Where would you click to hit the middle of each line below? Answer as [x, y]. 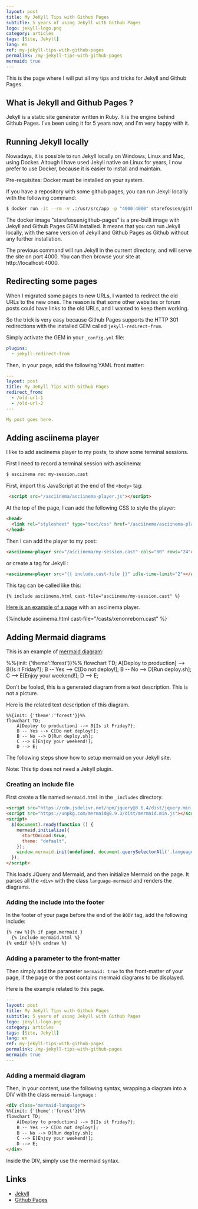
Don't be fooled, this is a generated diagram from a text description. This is [97, 687]
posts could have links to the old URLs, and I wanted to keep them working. [98, 308]
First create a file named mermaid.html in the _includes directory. [85, 797]
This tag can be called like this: [44, 585]
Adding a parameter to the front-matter [63, 958]
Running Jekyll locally [47, 142]
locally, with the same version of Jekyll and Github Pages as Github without [98, 232]
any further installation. [34, 239]
